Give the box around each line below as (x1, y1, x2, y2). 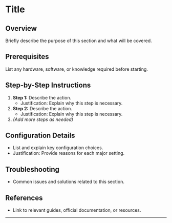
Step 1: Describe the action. (12, 94, 72, 100)
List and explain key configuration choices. (12, 145, 103, 151)
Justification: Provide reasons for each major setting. (12, 150, 125, 156)
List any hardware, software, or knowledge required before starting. (5, 66, 148, 72)
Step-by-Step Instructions (5, 81, 91, 90)
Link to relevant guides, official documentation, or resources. (12, 207, 141, 213)
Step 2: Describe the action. (12, 105, 73, 111)
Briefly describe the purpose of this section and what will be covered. (5, 37, 152, 44)
